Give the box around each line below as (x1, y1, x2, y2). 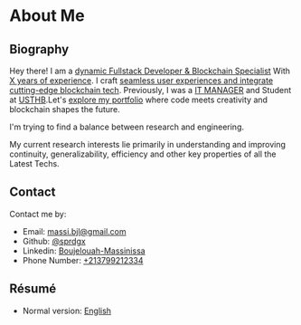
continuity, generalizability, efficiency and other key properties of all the (9, 148, 277, 159)
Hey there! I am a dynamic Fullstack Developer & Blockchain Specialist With (9, 65, 291, 76)
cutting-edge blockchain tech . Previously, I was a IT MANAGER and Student (9, 85, 292, 95)
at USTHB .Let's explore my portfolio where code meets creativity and (9, 94, 268, 105)
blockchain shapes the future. (9, 104, 120, 114)
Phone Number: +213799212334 (22, 254, 144, 265)
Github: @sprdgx (22, 235, 86, 246)
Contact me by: (9, 208, 67, 219)
